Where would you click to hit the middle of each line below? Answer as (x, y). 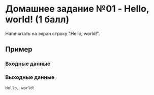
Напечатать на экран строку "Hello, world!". (53, 33)
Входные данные (28, 64)
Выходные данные (30, 77)
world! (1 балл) (37, 19)
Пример (19, 49)
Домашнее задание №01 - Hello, (77, 9)
